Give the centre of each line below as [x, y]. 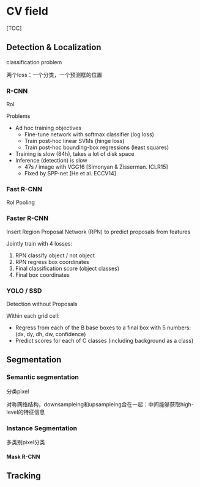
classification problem [34, 62]
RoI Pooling [21, 202]
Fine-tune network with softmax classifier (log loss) [89, 134]
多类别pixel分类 [26, 442]
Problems [18, 116]
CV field [28, 11]
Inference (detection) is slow [51, 161]
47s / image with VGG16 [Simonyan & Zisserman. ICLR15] [96, 167]
